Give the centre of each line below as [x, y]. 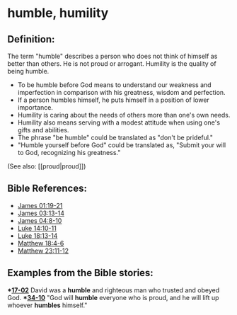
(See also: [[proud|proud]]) [47, 166]
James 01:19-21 [40, 205]
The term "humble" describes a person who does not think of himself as [112, 56]
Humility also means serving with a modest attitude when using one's [119, 122]
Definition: [31, 39]
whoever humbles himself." [47, 305]
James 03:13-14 [41, 213]
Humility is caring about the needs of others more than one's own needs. [124, 115]
